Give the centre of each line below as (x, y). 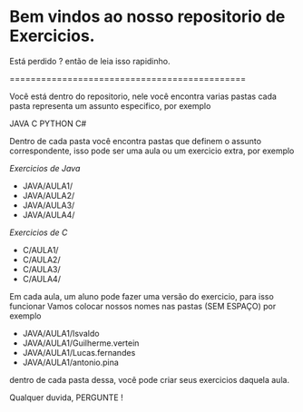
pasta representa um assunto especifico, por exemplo (110, 105)
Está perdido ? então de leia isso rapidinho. (90, 61)
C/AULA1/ (40, 250)
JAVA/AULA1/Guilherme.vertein (81, 343)
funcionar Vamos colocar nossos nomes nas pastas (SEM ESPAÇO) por (143, 306)
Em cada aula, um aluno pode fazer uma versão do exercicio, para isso (142, 296)
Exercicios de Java (45, 168)
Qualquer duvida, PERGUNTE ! (67, 397)
